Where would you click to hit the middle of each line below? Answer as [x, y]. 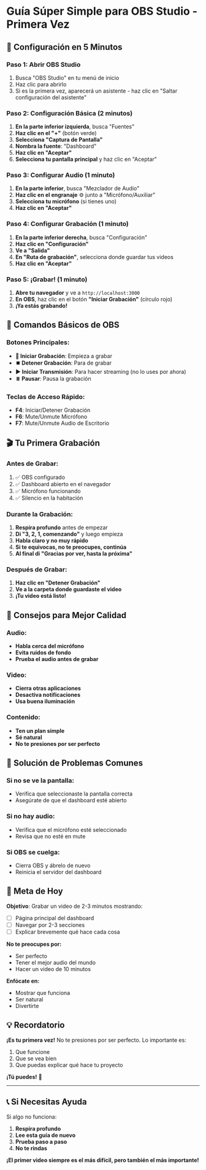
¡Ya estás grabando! [41, 306]
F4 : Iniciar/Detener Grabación [53, 410]
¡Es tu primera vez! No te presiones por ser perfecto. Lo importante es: [97, 1040]
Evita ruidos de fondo [43, 653]
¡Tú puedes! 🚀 [24, 1077]
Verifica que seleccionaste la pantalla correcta [74, 794]
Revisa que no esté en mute [50, 836]
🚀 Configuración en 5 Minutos [64, 47]
